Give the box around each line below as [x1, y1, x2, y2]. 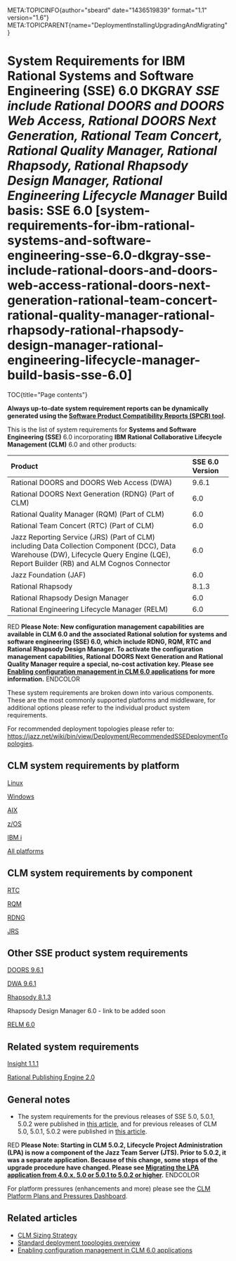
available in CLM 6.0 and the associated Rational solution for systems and [7, 629, 228, 638]
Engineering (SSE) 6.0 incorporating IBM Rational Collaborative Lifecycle [7, 432, 223, 441]
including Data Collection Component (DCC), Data [11, 541, 176, 551]
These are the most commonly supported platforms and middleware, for [7, 696, 216, 704]
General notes [7, 1093, 70, 1105]
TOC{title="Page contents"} [7, 390, 88, 399]
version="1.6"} [7, 13, 49, 22]
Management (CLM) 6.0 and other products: [7, 440, 137, 448]
